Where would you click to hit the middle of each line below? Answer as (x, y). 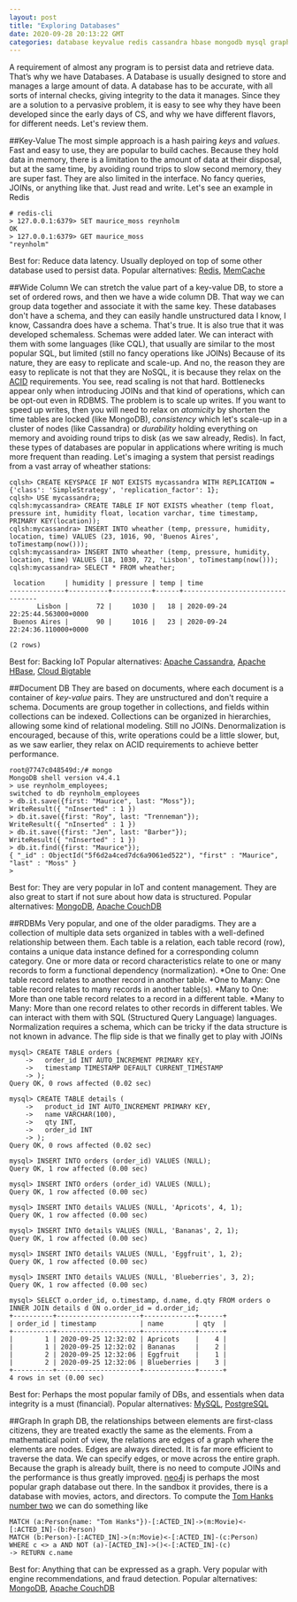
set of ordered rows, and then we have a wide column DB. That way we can (147, 297)
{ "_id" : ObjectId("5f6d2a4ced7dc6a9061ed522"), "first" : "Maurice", (144, 855)
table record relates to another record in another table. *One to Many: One (145, 980)
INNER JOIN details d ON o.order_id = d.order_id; (104, 1308)
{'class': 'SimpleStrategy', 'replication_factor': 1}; (114, 491)
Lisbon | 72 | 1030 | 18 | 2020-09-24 (132, 607)
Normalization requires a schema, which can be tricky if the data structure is (148, 1027)
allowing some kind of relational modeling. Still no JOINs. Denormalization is (148, 726)
